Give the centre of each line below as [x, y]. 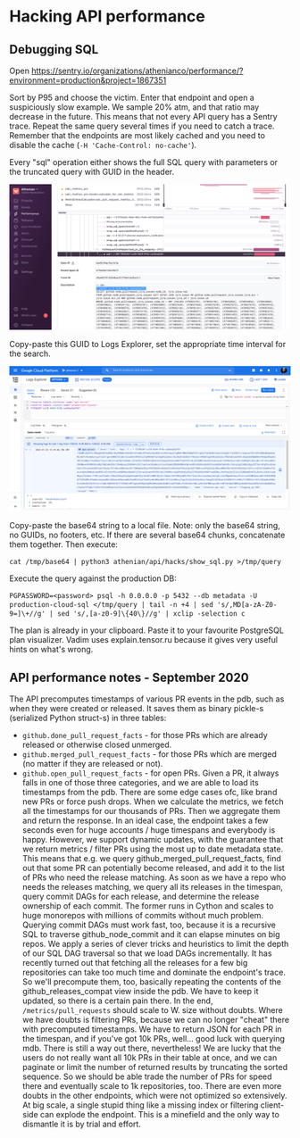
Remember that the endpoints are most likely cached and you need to [137, 135]
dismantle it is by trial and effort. [81, 1124]
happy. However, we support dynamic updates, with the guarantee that [153, 840]
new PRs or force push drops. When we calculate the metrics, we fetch [153, 802]
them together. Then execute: [64, 544]
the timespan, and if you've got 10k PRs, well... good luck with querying [154, 1039]
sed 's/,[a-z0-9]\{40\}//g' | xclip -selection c [151, 614]
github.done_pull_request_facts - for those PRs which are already [145, 735]
